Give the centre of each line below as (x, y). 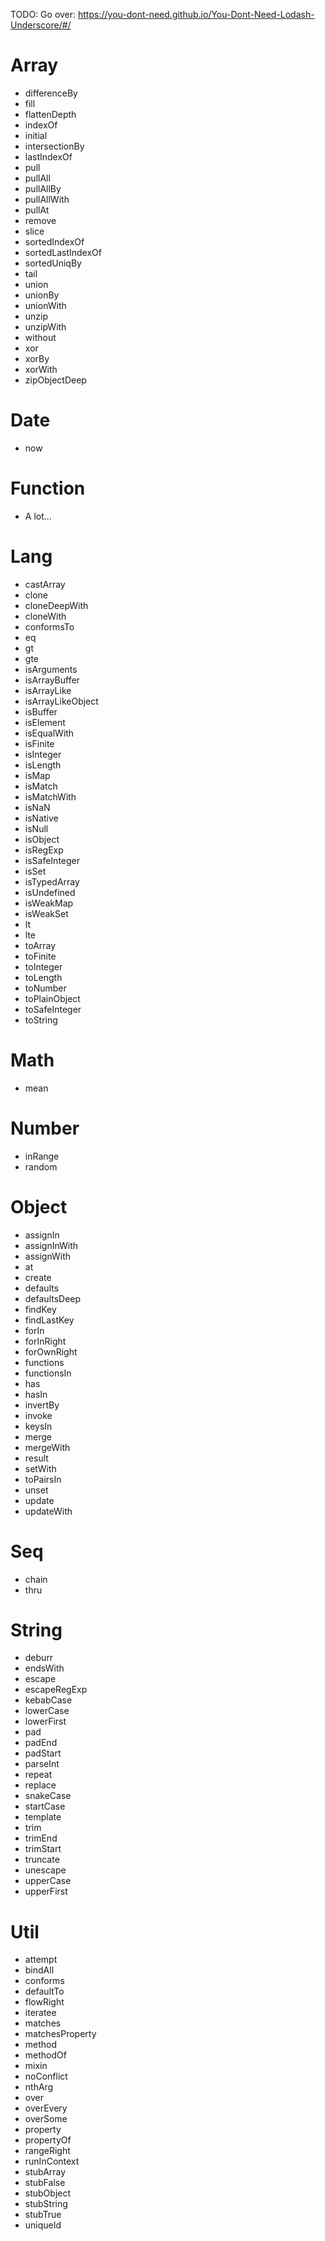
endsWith (44, 1668)
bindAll (39, 1970)
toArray (40, 945)
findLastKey (49, 1320)
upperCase (48, 1881)
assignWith (48, 1256)
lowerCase (47, 1711)
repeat (38, 1775)
